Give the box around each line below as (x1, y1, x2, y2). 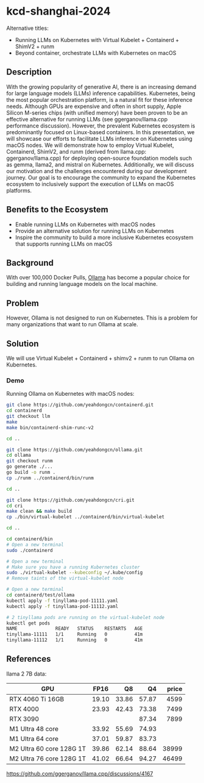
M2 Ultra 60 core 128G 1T (9, 744, 86, 753)
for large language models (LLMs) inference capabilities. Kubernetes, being (6, 90, 196, 97)
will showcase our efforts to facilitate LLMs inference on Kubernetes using (6, 135, 193, 142)
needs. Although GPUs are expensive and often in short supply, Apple (6, 102, 181, 110)
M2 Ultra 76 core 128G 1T (9, 754, 86, 763)
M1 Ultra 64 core (9, 734, 59, 743)
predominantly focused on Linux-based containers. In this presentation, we (6, 128, 195, 135)
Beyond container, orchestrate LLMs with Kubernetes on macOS (15, 49, 177, 56)
